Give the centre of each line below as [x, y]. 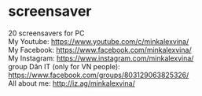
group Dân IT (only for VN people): [64, 66]
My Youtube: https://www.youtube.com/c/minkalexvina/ [99, 41]
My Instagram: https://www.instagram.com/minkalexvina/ [101, 58]
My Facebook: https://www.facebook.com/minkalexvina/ [100, 50]
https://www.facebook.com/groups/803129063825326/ [99, 75]
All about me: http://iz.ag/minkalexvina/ [72, 83]
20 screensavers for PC [46, 33]
